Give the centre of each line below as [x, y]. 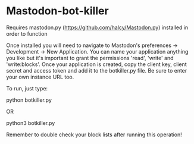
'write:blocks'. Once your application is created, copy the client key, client [96, 64]
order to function [27, 33]
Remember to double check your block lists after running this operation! [94, 134]
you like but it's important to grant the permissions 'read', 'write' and [90, 58]
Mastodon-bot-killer [57, 11]
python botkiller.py [29, 100]
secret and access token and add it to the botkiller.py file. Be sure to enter [97, 70]
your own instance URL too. [40, 77]
